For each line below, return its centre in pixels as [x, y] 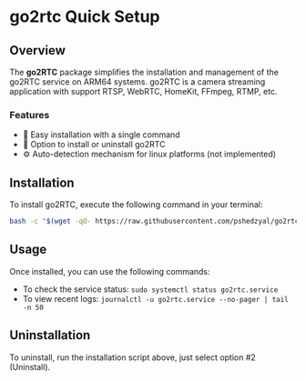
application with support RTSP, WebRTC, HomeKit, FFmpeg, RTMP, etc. [143, 91]
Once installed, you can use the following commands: [110, 271]
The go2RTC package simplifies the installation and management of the [144, 72]
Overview [38, 50]
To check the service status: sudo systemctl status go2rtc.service [150, 289]
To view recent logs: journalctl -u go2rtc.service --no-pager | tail [155, 298]
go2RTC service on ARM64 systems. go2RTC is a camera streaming [138, 82]
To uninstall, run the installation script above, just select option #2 [133, 357]
